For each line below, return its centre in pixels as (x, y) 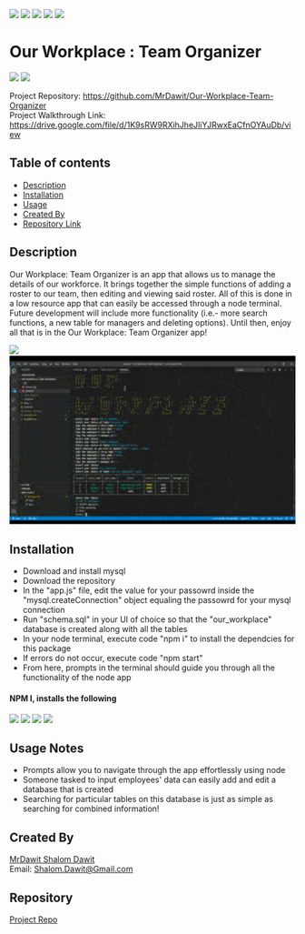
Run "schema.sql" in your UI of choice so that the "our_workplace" (147, 619)
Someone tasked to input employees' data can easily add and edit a (149, 780)
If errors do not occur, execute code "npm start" (113, 658)
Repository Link (52, 224)
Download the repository (69, 581)
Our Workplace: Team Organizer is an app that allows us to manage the (143, 274)
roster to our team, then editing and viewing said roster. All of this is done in (151, 293)
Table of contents (60, 163)
